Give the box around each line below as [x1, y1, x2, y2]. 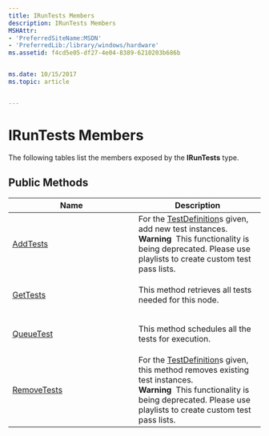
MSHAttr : [8, 26, 38, 34]
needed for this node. [139, 294, 219, 305]
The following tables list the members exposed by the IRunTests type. [8, 153, 239, 162]
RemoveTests [12, 384, 62, 395]
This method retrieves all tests [139, 284, 252, 295]
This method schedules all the [139, 323, 251, 334]
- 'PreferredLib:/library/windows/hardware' [8, 42, 159, 50]
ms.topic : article [8, 78, 70, 86]
